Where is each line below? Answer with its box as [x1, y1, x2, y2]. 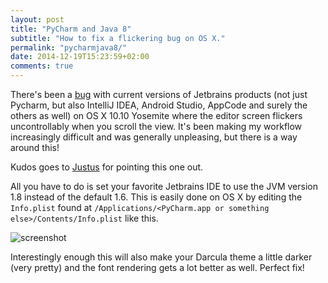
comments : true [10, 61, 74, 71]
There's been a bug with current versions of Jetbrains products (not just [10, 89, 308, 100]
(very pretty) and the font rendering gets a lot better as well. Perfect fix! [10, 262, 305, 273]
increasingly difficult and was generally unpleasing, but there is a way [10, 131, 298, 143]
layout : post [10, 14, 65, 25]
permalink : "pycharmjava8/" [10, 42, 128, 53]
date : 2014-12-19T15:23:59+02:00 [10, 52, 150, 62]
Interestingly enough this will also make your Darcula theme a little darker [10, 251, 313, 263]
